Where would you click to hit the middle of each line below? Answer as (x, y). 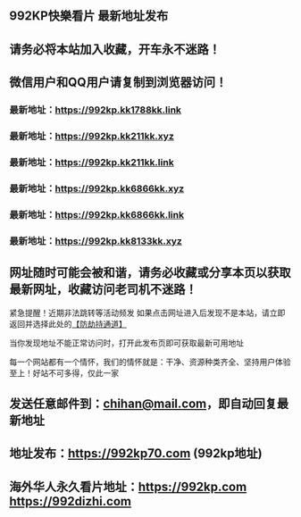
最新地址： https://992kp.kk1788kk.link (95, 110)
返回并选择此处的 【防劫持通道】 (68, 323)
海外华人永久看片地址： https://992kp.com (128, 486)
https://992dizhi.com (71, 501)
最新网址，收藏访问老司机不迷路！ (103, 290)
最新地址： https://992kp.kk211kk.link (92, 162)
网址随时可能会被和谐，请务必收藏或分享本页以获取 (150, 273)
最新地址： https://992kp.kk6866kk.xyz (97, 188)
